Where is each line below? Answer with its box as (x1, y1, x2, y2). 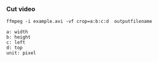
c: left (6, 40, 26, 46)
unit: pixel (6, 50, 36, 56)
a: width (6, 29, 28, 35)
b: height (6, 34, 31, 40)
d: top (6, 45, 23, 51)
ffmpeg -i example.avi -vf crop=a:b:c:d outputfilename (6, 19, 153, 25)
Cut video (6, 5, 36, 13)
